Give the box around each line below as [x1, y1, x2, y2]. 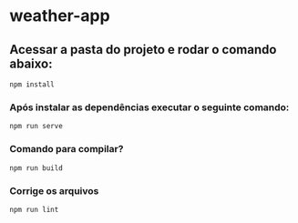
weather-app [9, 5, 111, 26]
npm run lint [9, 205, 59, 214]
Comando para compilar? [9, 143, 124, 156]
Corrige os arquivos [9, 184, 99, 197]
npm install [9, 80, 55, 89]
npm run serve [9, 122, 64, 131]
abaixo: [9, 56, 53, 71]
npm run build [9, 163, 64, 173]
